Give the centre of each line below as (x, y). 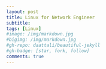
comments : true (25, 56)
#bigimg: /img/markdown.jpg (41, 40)
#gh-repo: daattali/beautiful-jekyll (53, 46)
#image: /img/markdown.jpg (40, 34)
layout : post (22, 12)
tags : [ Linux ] (24, 28)
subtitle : (19, 23)
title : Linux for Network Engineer (51, 17)
